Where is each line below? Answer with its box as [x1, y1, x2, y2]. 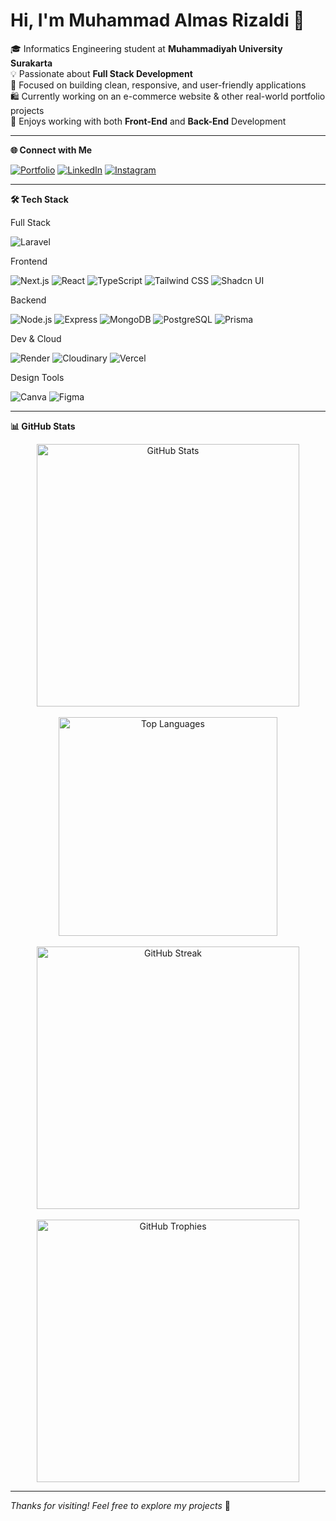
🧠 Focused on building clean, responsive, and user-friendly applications [10, 79, 307, 91]
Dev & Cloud [10, 332, 62, 344]
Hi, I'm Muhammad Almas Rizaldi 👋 [10, 9, 305, 32]
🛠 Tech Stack [10, 193, 69, 205]
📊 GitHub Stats [10, 420, 76, 432]
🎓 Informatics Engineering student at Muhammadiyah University [10, 42, 283, 54]
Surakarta [10, 57, 53, 69]
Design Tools [10, 371, 65, 383]
